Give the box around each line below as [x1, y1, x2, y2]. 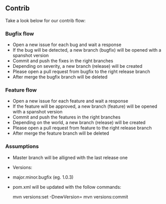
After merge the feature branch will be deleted [12, 130, 109, 136]
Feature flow [5, 87, 37, 94]
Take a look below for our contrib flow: [5, 17, 86, 23]
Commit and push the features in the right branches [12, 114, 120, 120]
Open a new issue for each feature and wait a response [12, 98, 129, 104]
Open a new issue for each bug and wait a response [12, 42, 121, 48]
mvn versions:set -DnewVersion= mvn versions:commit [12, 193, 129, 199]
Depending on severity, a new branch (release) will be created [12, 63, 143, 69]
